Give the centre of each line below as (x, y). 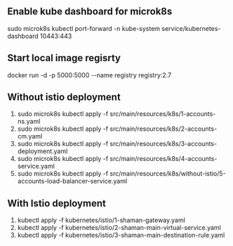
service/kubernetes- (191, 28)
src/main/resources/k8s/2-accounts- (164, 129)
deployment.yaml (42, 151)
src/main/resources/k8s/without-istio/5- (168, 174)
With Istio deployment (57, 203)
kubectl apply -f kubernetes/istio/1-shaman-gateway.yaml (101, 220)
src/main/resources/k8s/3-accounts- (164, 144)
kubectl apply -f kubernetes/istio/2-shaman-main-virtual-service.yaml (119, 228)
